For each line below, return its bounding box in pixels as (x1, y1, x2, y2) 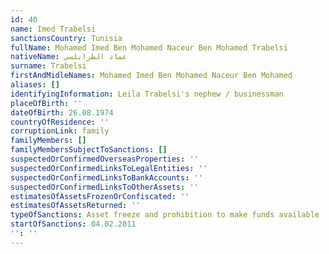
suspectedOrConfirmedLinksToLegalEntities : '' (10, 163, 208, 173)
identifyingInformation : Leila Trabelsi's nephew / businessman (10, 89, 284, 99)
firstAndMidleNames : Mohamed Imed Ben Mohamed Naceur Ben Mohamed (10, 71, 293, 81)
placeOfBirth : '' (10, 98, 83, 108)
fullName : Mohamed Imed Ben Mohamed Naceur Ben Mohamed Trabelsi (10, 42, 288, 53)
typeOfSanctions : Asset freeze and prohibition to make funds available (10, 210, 320, 220)
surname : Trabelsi (10, 61, 87, 71)
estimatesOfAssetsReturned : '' (10, 201, 141, 211)
